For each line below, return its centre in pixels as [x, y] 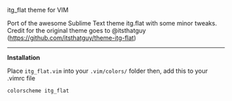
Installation [23, 57]
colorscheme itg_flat [38, 91]
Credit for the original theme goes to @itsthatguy [77, 31]
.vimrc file [21, 78]
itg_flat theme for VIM [38, 10]
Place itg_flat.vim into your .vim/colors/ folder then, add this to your [108, 71]
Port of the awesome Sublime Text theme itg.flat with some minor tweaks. [112, 23]
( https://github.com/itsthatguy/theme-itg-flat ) [72, 38]
